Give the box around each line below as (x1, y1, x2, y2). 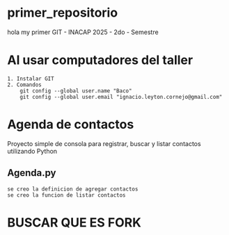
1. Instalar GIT (7, 75, 54, 82)
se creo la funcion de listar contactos (7, 191, 127, 199)
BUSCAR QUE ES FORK (7, 214, 141, 230)
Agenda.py (7, 167, 56, 179)
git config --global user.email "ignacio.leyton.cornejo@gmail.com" (19, 93, 223, 100)
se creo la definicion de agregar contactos (7, 186, 139, 193)
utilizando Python (7, 147, 58, 155)
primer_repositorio (7, 5, 118, 21)
